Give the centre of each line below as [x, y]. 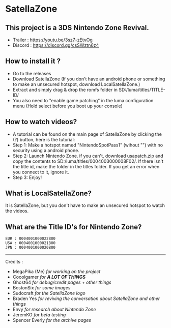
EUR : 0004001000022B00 [31, 239]
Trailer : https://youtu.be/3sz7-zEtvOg [53, 40]
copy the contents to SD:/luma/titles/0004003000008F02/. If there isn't [88, 161]
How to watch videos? [41, 122]
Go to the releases [32, 73]
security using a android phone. [46, 150]
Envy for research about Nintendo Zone [54, 309]
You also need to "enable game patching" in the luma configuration [83, 100]
